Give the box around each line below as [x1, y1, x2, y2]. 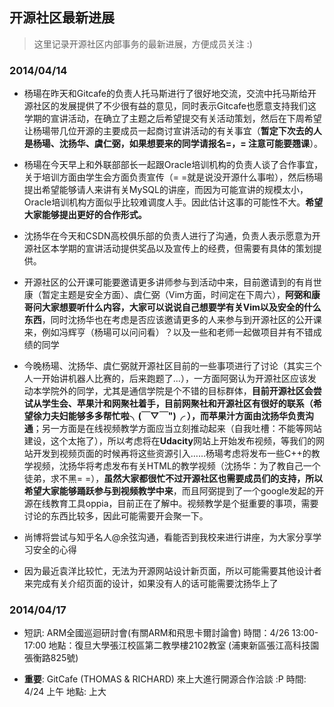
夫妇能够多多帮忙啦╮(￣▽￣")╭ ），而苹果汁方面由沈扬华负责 [50, 410, 306, 422]
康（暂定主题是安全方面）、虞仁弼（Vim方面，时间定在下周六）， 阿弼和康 [23, 289, 321, 301]
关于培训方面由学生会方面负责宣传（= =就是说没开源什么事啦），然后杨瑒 [23, 171, 324, 183]
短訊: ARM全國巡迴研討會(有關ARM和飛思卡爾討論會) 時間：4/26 [23, 627, 290, 639]
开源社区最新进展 [9, 9, 115, 27]
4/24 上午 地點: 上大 [23, 686, 107, 698]
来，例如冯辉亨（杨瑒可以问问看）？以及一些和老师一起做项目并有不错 [23, 326, 314, 338]
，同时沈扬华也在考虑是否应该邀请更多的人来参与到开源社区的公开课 [41, 314, 322, 326]
